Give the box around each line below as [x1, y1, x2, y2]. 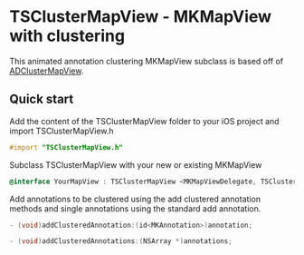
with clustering [9, 25, 125, 46]
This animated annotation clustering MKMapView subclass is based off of [9, 55, 283, 66]
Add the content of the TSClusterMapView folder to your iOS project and [9, 115, 280, 126]
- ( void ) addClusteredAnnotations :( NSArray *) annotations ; [9, 237, 233, 246]
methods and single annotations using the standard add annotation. [9, 202, 261, 214]
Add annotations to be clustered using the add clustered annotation [9, 193, 261, 204]
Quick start [9, 92, 74, 107]
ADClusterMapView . [9, 65, 84, 76]
